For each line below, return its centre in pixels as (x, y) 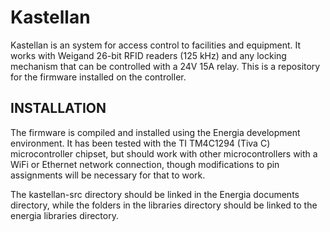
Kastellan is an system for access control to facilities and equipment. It (156, 45)
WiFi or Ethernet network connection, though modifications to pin (145, 164)
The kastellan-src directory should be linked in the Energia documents (155, 194)
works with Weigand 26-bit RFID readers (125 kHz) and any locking (148, 55)
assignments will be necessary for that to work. (108, 175)
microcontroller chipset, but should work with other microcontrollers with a (164, 153)
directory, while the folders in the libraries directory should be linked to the (164, 205)
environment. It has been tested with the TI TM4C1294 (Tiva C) (140, 143)
